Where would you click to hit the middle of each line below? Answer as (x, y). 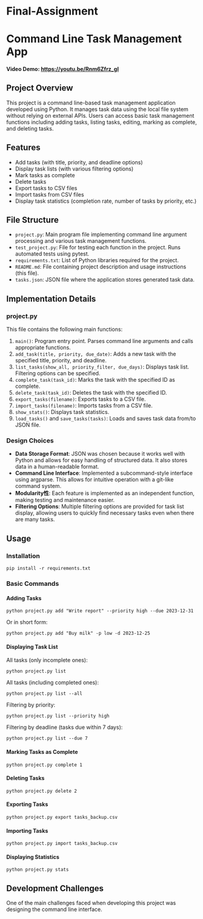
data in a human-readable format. (57, 467)
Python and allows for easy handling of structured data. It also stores (101, 460)
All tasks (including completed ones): (52, 683)
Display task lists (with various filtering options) (74, 169)
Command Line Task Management (94, 39)
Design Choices (30, 441)
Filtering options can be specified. (58, 373)
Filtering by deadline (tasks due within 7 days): (65, 727)
